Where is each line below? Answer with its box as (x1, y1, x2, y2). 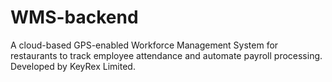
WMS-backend (10, 6, 139, 29)
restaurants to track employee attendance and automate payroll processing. (10, 49, 323, 61)
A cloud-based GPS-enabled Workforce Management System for (10, 39, 279, 51)
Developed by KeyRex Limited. (10, 60, 136, 72)
